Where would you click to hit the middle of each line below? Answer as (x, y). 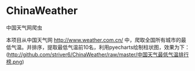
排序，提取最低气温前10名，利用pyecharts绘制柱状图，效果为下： (111, 47)
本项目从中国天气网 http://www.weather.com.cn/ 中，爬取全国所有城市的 (94, 40)
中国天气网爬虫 (24, 27)
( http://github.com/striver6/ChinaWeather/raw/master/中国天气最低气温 (93, 54)
